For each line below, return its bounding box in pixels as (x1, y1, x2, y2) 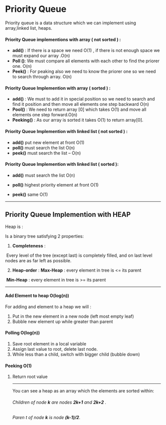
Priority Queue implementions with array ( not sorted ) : (5, 36, 121, 43)
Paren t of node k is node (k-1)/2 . (12, 415, 81, 421)
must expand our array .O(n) (12, 53, 70, 59)
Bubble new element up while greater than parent (12, 318, 113, 325)
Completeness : (12, 242, 46, 248)
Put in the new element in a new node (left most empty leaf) (12, 313, 134, 319)
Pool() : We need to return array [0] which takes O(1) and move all (12, 106, 147, 112)
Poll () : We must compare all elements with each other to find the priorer (12, 58, 160, 64)
